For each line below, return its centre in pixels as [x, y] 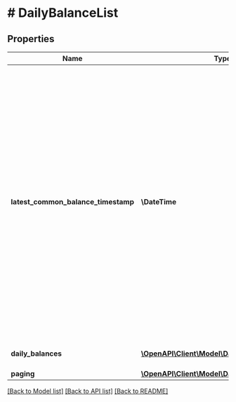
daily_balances [36, 354]
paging [23, 374]
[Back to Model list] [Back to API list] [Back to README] [88, 391]
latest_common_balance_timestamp [73, 202]
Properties [31, 39]
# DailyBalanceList [63, 13]
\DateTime [159, 202]
